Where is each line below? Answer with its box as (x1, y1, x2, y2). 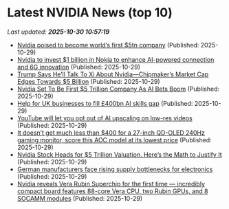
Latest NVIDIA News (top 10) (7, 5, 173, 21)
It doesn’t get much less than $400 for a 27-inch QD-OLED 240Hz (17, 129, 205, 137)
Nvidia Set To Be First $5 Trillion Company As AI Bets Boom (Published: (17, 85, 220, 93)
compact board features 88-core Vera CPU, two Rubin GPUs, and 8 (17, 187, 208, 195)
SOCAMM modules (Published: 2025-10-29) (17, 194, 143, 202)
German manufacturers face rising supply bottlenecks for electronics (17, 165, 213, 173)
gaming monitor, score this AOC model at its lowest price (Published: (17, 135, 212, 144)
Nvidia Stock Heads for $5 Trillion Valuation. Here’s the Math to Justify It (17, 150, 222, 159)
